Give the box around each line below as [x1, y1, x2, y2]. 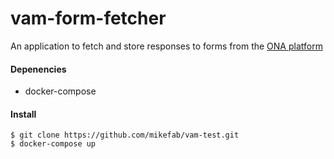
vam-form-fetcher [10, 7, 167, 30]
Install [10, 108, 37, 120]
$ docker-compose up [10, 139, 97, 149]
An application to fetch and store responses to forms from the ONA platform [10, 40, 323, 52]
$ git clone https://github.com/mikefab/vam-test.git [10, 130, 240, 141]
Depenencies [10, 63, 67, 75]
